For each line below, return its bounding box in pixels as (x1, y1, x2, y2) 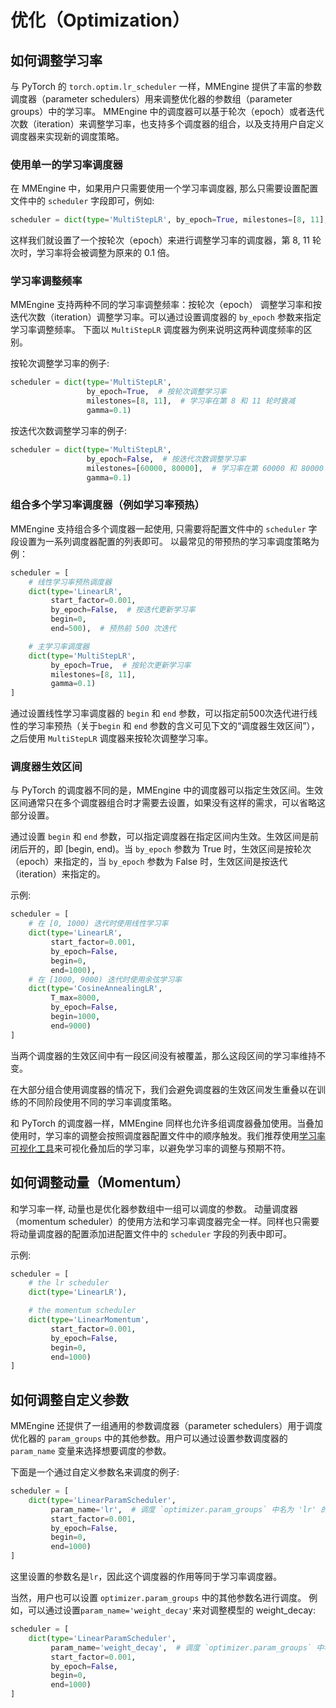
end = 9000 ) (50, 1021, 92, 1031)
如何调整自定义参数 (10, 1391, 129, 1408)
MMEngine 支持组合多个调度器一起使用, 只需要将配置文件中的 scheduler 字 (10, 522, 318, 535)
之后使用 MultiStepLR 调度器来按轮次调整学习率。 (10, 732, 214, 745)
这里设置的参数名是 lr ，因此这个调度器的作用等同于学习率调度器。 (10, 1571, 283, 1583)
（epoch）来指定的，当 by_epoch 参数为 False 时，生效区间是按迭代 (10, 856, 288, 868)
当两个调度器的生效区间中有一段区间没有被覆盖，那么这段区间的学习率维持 (10, 1049, 317, 1061)
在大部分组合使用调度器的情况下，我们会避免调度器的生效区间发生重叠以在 (10, 1083, 317, 1095)
